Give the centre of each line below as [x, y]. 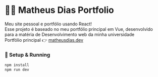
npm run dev [17, 70]
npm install [17, 65]
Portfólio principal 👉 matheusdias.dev [44, 40]
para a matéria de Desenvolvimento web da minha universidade [70, 34]
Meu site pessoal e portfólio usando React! [48, 24]
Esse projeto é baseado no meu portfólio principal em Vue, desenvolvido [79, 29]
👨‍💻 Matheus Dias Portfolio [59, 10]
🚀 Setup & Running [27, 55]
